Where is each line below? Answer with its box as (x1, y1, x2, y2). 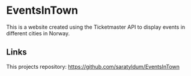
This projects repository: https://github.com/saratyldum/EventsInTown (6, 63, 180, 70)
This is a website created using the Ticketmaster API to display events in (6, 23, 185, 31)
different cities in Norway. (6, 29, 70, 37)
